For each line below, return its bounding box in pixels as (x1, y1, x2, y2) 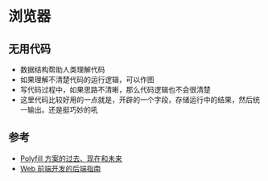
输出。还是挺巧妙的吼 (27, 105, 98, 114)
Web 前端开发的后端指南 (19, 163, 101, 173)
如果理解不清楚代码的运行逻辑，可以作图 (19, 75, 155, 84)
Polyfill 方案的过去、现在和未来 (19, 154, 122, 163)
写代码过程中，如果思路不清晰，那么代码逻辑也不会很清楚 (19, 85, 211, 94)
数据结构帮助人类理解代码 (19, 65, 105, 74)
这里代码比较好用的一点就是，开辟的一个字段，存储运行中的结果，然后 (19, 95, 254, 105)
